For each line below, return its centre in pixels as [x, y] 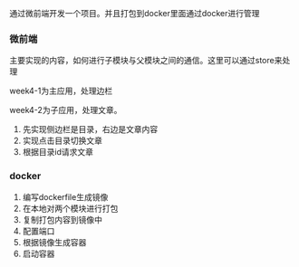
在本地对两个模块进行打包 [70, 208]
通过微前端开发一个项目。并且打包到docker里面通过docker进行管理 [135, 13]
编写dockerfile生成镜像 [65, 196]
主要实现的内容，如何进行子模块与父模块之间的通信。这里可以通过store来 [146, 61]
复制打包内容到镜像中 [62, 219]
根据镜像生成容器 [54, 242]
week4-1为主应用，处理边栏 [61, 91]
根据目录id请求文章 [58, 152]
